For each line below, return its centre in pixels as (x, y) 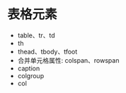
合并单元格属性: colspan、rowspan (68, 60)
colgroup (31, 75)
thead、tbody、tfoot (47, 51)
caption (29, 68)
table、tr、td (36, 35)
